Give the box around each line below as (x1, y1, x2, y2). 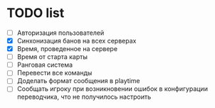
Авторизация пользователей (16, 28, 105, 37)
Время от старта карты (16, 53, 88, 61)
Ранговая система (16, 60, 73, 69)
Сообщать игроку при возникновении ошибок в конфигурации (16, 85, 208, 93)
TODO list (6, 5, 65, 21)
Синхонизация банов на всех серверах (16, 37, 137, 45)
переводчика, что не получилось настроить (16, 92, 151, 101)
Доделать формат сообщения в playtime (16, 77, 140, 85)
